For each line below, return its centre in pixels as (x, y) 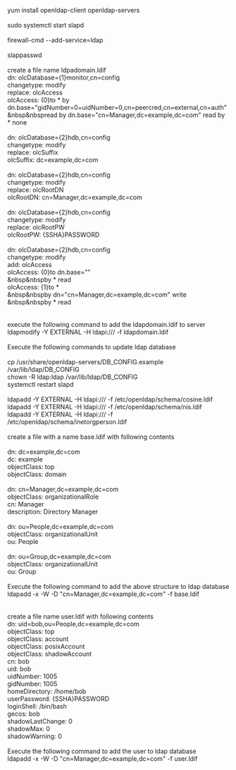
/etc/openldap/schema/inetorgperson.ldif (67, 422)
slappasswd (25, 55)
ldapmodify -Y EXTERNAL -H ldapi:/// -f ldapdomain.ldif (88, 332)
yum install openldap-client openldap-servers (74, 10)
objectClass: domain (37, 474)
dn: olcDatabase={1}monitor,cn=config (64, 77)
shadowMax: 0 (29, 729)
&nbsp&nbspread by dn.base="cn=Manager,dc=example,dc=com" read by (116, 115)
